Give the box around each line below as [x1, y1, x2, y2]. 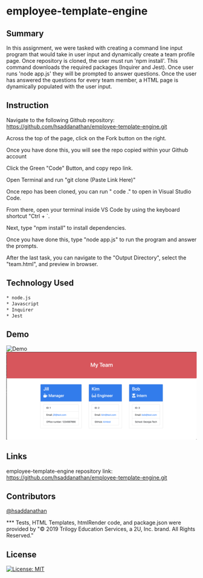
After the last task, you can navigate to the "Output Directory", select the [6, 254, 187, 261]
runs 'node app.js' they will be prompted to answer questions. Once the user [6, 70, 197, 77]
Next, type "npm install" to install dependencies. [6, 224, 127, 231]
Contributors [6, 491, 56, 501]
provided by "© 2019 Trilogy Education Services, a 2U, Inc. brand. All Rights [6, 525, 195, 533]
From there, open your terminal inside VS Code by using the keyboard [6, 206, 180, 213]
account [6, 152, 27, 160]
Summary [6, 28, 44, 39]
